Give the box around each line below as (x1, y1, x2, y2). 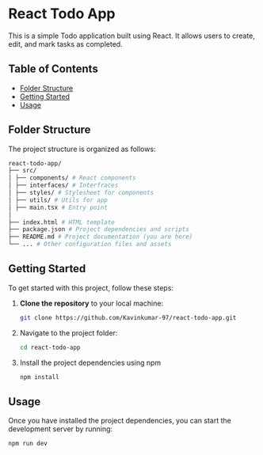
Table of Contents (8, 63, 99, 76)
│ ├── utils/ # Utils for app (8, 195, 109, 204)
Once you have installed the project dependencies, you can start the (8, 416, 231, 426)
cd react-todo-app (19, 343, 81, 351)
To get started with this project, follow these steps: (8, 282, 174, 293)
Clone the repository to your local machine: (19, 298, 164, 308)
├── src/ (8, 167, 37, 175)
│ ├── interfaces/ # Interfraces (8, 181, 119, 190)
